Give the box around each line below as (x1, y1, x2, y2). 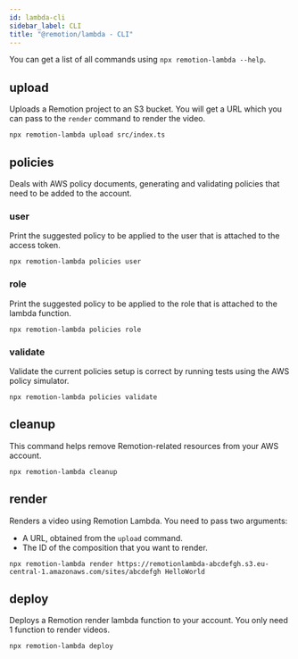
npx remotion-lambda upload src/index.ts (9, 130, 166, 139)
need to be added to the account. (9, 188, 132, 198)
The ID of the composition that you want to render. (21, 542, 208, 553)
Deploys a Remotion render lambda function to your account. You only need (9, 615, 288, 626)
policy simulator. (9, 375, 70, 386)
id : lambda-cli (9, 13, 66, 22)
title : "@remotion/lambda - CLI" (9, 29, 134, 38)
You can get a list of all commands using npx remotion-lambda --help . (9, 54, 267, 65)
